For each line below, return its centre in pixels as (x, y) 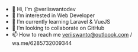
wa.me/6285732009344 (42, 43)
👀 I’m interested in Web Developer (53, 15)
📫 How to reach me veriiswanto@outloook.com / (72, 35)
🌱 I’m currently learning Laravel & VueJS (61, 22)
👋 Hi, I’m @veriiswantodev (44, 9)
